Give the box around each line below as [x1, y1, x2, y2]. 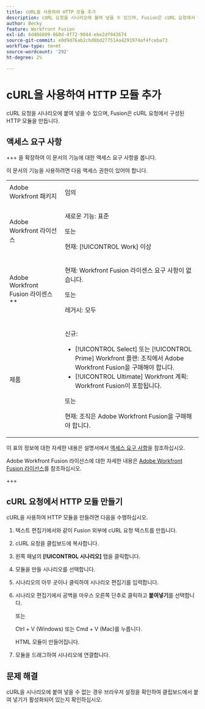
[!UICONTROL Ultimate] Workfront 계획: [75, 372, 189, 381]
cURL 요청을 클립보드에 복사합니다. [15, 540, 99, 547]
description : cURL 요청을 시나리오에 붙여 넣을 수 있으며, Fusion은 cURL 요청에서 [6, 15, 195, 21]
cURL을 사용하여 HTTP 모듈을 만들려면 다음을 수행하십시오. [6, 514, 148, 521]
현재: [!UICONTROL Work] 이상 [65, 243, 151, 251]
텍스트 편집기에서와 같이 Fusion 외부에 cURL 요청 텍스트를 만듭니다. [15, 527, 178, 534]
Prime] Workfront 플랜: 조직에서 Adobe [75, 354, 184, 362]
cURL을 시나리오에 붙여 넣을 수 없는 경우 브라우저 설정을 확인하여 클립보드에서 [6, 688, 192, 696]
